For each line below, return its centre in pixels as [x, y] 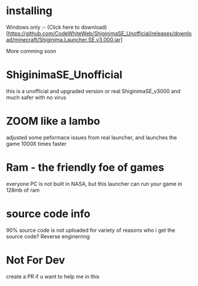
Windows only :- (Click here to [43, 27]
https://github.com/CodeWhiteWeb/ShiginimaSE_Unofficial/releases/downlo [100, 33]
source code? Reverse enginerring [48, 236]
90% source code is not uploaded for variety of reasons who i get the [91, 230]
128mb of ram [23, 190]
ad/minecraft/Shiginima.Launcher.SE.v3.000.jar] [64, 39]
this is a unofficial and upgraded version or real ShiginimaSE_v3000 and [93, 91]
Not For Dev [36, 260]
